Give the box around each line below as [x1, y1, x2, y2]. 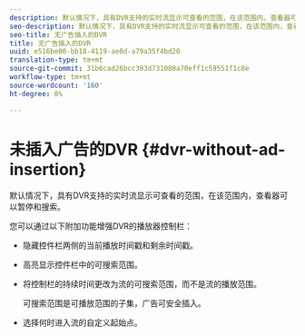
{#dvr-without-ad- [142, 139, 286, 160]
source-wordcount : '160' [9, 81, 103, 90]
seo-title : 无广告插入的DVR [9, 30, 107, 39]
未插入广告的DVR [9, 139, 139, 160]
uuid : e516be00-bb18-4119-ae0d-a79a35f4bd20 [9, 47, 181, 56]
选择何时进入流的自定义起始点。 [22, 317, 143, 328]
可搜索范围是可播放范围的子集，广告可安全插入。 [22, 298, 206, 309]
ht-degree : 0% [9, 89, 64, 98]
